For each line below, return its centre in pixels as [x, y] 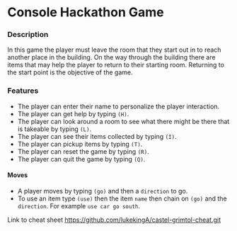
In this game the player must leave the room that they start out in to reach [114, 50]
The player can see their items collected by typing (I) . [97, 136]
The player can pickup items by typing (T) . [80, 144]
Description [28, 35]
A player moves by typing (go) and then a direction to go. [103, 191]
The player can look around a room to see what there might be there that [123, 121]
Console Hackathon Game [86, 12]
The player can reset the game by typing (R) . [83, 151]
